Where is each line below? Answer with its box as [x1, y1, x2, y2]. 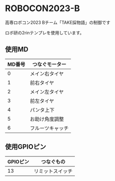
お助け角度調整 [29, 116, 64, 122]
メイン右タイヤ [29, 70, 64, 77]
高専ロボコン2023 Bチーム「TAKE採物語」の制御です [5, 19, 111, 25]
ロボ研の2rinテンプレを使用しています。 [5, 30, 85, 35]
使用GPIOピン [5, 143, 46, 151]
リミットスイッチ [33, 167, 73, 174]
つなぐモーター [32, 61, 67, 68]
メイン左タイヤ [29, 88, 64, 95]
